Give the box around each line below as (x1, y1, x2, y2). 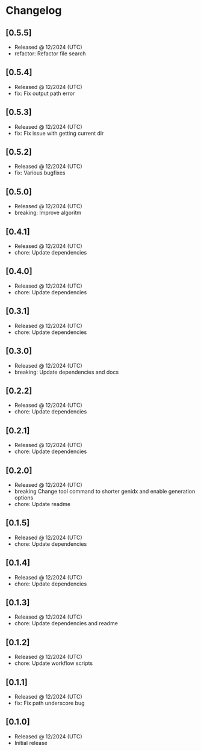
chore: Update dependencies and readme (14, 620, 119, 627)
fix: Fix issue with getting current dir (14, 129, 104, 137)
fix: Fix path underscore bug (14, 699, 85, 706)
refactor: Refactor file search (14, 50, 86, 57)
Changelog (5, 4, 62, 17)
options (14, 494, 34, 501)
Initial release (14, 739, 48, 746)
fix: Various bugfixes (14, 169, 66, 176)
